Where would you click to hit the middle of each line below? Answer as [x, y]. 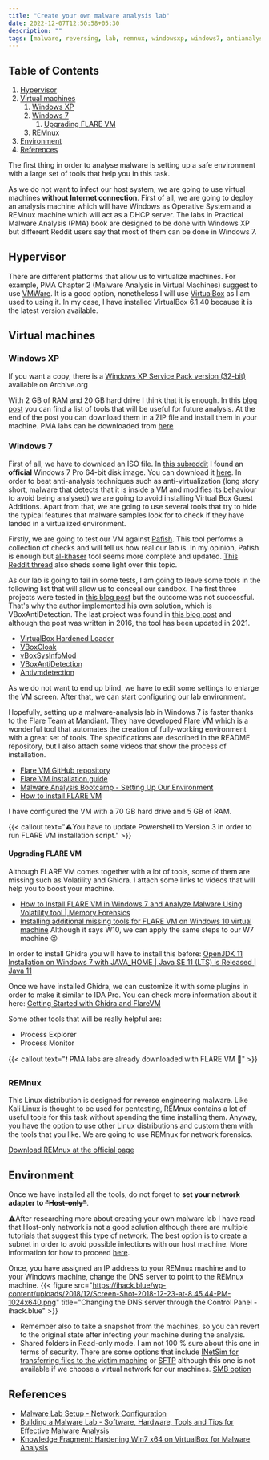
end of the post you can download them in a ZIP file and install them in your [133, 417]
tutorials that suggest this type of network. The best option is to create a [128, 1235]
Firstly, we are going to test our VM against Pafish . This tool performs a [126, 539]
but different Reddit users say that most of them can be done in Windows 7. [132, 232]
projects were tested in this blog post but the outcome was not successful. [131, 597]
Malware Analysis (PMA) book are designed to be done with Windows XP [129, 223]
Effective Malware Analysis [64, 1430]
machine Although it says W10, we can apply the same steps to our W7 [137, 930]
